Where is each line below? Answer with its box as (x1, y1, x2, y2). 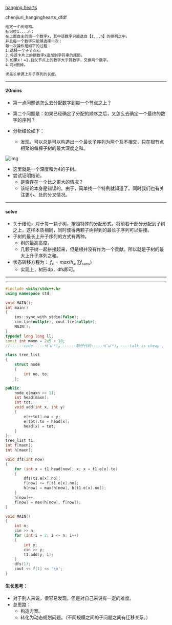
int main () (5, 305, 29, 310)
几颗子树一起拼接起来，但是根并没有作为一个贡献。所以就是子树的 (20, 246, 160, 252)
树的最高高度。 (20, 240, 52, 246)
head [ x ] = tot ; (24, 423, 56, 429)
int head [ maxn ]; (14, 395, 50, 400)
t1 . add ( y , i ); (24, 552, 54, 557)
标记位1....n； (5, 29, 35, 34)
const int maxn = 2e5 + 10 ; (5, 338, 66, 343)
